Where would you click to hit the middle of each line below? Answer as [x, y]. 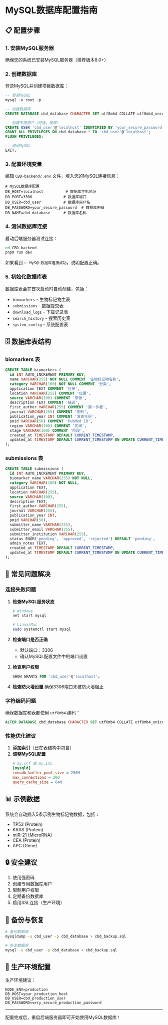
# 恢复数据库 [17, 946]
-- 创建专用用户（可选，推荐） [33, 123]
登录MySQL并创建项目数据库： [37, 86]
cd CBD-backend [21, 248]
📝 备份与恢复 [24, 920]
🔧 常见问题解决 [28, 574]
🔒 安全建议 [21, 863]
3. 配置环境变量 [24, 164]
